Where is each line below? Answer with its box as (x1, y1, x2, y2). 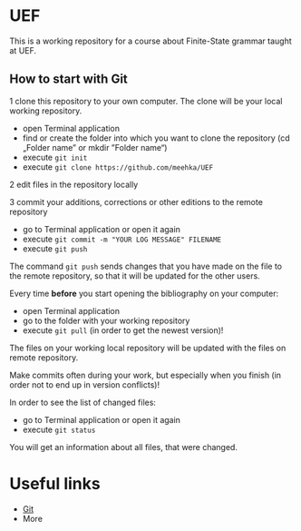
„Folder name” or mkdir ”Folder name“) (22, 142, 168, 152)
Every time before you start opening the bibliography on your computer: (9, 288, 279, 299)
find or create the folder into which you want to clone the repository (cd (22, 133, 290, 143)
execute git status (22, 424, 96, 435)
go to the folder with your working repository (22, 315, 190, 326)
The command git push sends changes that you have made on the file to (9, 261, 283, 271)
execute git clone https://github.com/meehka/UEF (22, 161, 214, 172)
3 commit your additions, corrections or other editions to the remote (9, 196, 263, 207)
